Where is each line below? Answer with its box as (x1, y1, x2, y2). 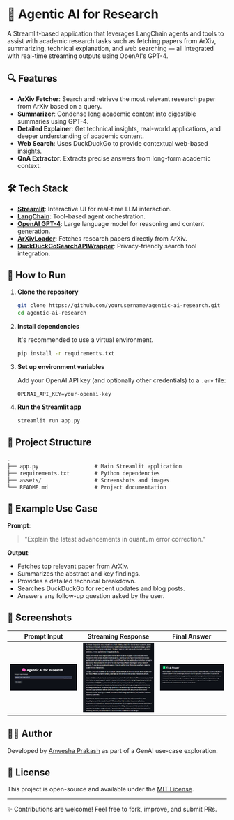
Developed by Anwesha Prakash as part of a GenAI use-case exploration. (7, 746, 218, 754)
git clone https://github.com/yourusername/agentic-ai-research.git (17, 302, 221, 309)
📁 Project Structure (7, 436, 92, 449)
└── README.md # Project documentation (7, 484, 167, 491)
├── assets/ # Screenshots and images (7, 477, 170, 484)
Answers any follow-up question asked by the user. (17, 591, 165, 599)
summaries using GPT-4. (17, 117, 89, 125)
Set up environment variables (17, 363, 105, 371)
